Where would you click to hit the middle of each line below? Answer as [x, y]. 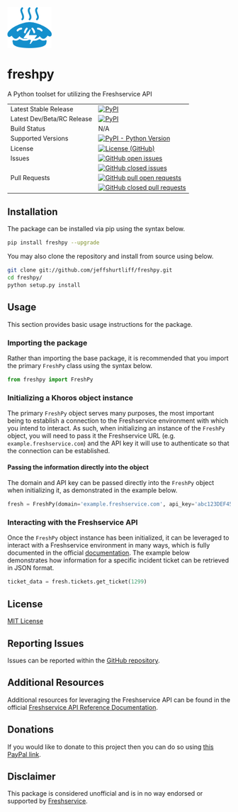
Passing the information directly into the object [78, 467]
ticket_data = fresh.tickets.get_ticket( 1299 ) [77, 582]
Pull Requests [30, 178]
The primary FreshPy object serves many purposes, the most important [111, 413]
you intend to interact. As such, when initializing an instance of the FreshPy [116, 428]
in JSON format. [31, 568]
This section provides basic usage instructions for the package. [100, 324]
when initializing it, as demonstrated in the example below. [92, 490]
